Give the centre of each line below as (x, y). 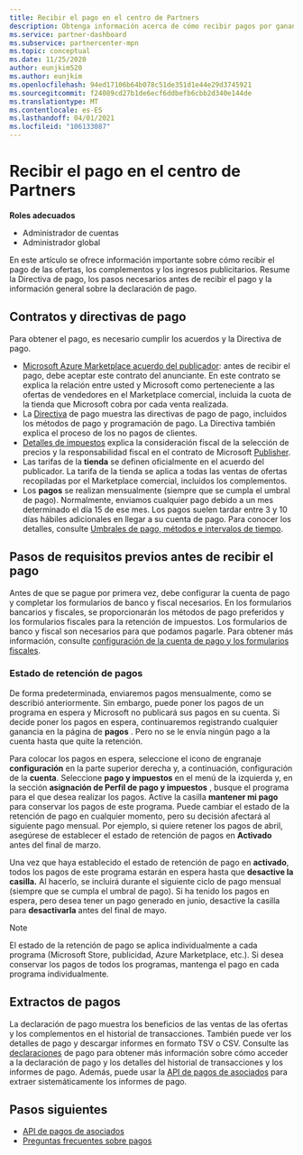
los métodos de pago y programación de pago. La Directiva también (149, 423)
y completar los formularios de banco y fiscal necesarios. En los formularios (151, 602)
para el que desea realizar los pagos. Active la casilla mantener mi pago (144, 797)
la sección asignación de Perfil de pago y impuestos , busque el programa (149, 787)
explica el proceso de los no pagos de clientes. (110, 433)
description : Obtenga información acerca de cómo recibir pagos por (141, 26)
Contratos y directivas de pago (98, 317)
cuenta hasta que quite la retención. (76, 741)
